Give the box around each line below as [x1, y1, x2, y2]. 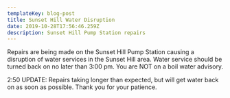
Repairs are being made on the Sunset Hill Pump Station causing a [7, 48, 194, 56]
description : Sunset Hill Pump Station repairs [7, 29, 146, 36]
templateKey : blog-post [7, 10, 76, 17]
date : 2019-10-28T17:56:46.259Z [7, 23, 100, 29]
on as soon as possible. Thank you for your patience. [7, 83, 157, 91]
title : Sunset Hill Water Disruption [7, 16, 115, 23]
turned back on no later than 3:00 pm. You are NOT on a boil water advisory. [7, 62, 224, 71]
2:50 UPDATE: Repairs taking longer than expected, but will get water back [7, 76, 219, 84]
